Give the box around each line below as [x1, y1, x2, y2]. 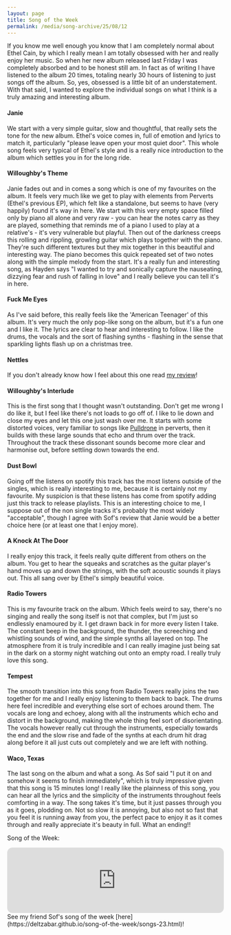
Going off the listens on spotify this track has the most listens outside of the [7, 476, 221, 485]
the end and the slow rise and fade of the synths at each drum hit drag [7, 731, 207, 739]
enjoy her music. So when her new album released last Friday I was [7, 56, 198, 65]
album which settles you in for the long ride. [7, 153, 132, 162]
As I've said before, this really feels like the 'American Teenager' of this [7, 311, 208, 319]
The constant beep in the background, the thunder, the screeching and [7, 627, 208, 635]
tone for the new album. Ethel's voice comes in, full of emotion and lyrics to [7, 132, 221, 140]
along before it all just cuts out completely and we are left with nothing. [7, 738, 208, 747]
